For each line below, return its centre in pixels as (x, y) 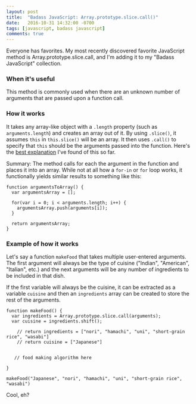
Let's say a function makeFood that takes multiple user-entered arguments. (96, 257)
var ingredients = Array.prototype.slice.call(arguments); (86, 316)
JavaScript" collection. (34, 64)
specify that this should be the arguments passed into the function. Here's (98, 145)
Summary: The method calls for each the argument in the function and (92, 163)
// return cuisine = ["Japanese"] (60, 342)
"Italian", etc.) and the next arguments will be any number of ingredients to (98, 269)
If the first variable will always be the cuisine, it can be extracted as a (91, 287)
